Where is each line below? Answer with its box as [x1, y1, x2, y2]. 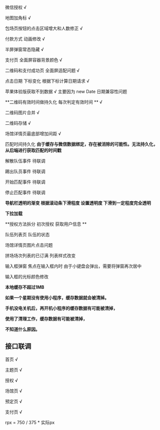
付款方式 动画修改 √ [5, 36, 45, 42]
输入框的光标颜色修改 [5, 274, 48, 279]
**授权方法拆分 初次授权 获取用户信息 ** [5, 221, 87, 227]
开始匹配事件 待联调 [5, 179, 45, 185]
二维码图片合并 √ [5, 109, 40, 115]
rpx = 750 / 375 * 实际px [5, 419, 55, 425]
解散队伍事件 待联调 [5, 158, 45, 163]
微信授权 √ [5, 4, 27, 10]
